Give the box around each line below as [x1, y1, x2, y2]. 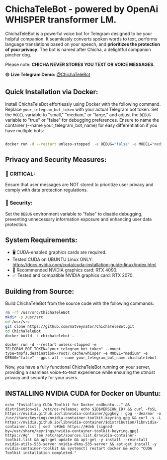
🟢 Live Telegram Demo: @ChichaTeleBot [5, 71, 90, 77]
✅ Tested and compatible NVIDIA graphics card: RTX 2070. [12, 272, 134, 278]
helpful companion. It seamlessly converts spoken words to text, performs [5, 36, 158, 42]
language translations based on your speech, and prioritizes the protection [5, 41, 161, 47]
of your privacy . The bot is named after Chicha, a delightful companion [5, 46, 151, 52]
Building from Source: [5, 287, 75, 295]
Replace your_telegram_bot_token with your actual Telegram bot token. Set [5, 106, 158, 112]
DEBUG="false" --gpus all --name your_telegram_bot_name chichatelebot [5, 355, 157, 360]
